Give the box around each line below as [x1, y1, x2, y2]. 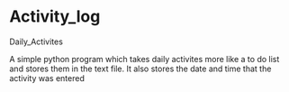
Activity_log [9, 6, 101, 27]
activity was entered [9, 72, 86, 83]
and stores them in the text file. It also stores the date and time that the [9, 63, 272, 74]
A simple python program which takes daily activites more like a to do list [9, 53, 280, 64]
